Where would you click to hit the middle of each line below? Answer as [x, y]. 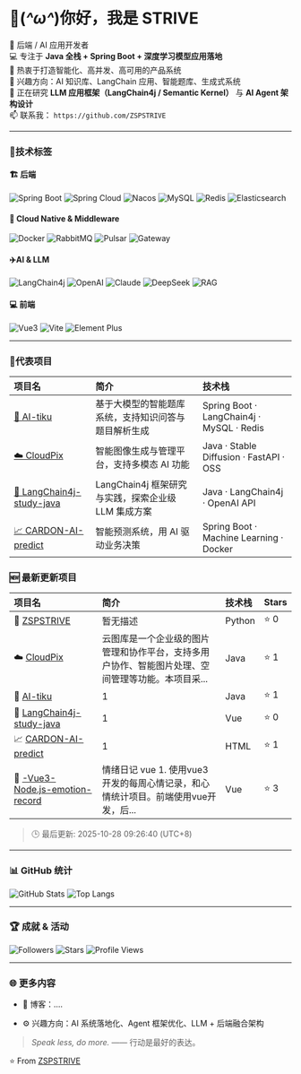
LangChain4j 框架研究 [142, 484]
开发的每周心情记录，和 [151, 784]
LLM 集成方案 [124, 511]
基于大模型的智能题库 [140, 403]
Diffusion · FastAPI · [243, 456]
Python [240, 620]
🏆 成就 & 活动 [39, 927]
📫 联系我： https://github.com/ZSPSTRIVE [88, 115]
